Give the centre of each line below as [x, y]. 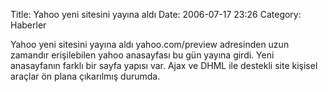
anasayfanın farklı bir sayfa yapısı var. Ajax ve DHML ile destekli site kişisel [164, 65]
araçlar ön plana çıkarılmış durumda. [85, 76]
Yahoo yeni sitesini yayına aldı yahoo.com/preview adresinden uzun [150, 44]
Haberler [28, 25]
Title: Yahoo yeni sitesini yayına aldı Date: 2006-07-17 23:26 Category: [156, 14]
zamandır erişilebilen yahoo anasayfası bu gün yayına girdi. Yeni [142, 55]
